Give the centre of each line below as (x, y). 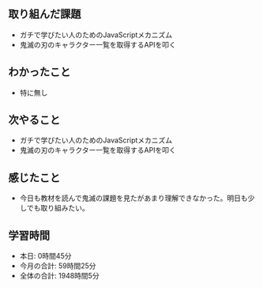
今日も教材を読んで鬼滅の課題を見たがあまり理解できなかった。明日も (134, 198)
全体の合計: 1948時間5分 (60, 276)
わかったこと (39, 72)
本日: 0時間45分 (45, 256)
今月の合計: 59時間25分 (58, 266)
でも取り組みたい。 (58, 208)
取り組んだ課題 (45, 14)
